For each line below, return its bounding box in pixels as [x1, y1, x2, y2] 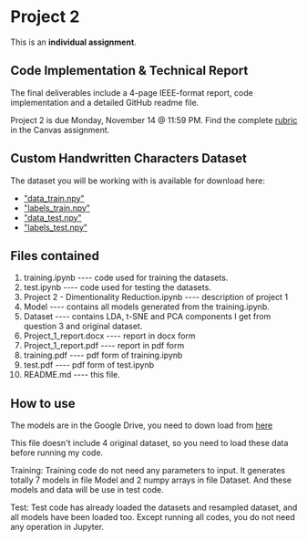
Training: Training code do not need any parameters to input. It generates [10, 465, 286, 476]
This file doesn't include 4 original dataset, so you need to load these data [10, 438, 289, 449]
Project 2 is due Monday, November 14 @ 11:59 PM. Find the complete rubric [10, 114, 298, 125]
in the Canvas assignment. [10, 124, 110, 135]
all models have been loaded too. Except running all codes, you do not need [10, 512, 295, 523]
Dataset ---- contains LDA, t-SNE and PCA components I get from [23, 311, 271, 322]
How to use [10, 395, 76, 411]
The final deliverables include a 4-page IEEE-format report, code [10, 87, 253, 98]
